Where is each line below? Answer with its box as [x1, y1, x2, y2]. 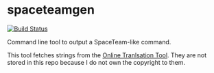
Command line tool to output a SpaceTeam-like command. [7, 38, 171, 46]
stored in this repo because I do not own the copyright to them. [7, 58, 186, 66]
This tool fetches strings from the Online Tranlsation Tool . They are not [7, 50, 207, 59]
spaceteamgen [7, 2, 95, 18]
